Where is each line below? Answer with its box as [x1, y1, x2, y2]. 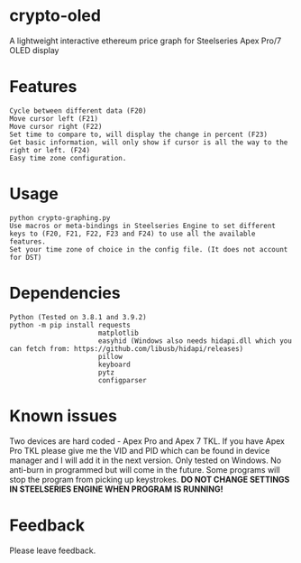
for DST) [9, 253, 42, 262]
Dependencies [9, 283, 121, 303]
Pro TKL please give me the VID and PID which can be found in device [9, 445, 270, 456]
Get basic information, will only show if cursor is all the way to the [9, 137, 288, 147]
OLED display [9, 44, 59, 55]
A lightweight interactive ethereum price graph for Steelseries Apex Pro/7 [9, 35, 282, 46]
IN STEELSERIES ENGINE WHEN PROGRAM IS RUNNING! [9, 484, 223, 494]
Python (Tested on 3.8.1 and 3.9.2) [9, 312, 147, 321]
